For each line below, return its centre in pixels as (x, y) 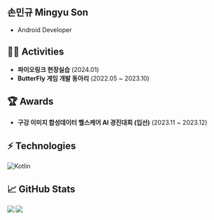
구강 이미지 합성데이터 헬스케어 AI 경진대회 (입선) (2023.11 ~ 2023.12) (112, 123)
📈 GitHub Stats (41, 189)
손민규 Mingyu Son (48, 13)
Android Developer (44, 29)
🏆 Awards (30, 102)
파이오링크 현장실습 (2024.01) (58, 69)
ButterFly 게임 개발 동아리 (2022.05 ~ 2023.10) (83, 78)
